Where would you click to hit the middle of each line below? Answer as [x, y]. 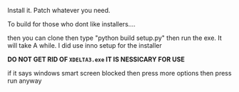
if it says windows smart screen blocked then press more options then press [119, 73]
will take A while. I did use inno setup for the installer [85, 45]
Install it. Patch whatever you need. [59, 10]
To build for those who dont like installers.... [71, 24]
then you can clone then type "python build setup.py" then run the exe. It [115, 38]
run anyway [25, 81]
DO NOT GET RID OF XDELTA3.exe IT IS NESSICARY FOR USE [96, 59]
